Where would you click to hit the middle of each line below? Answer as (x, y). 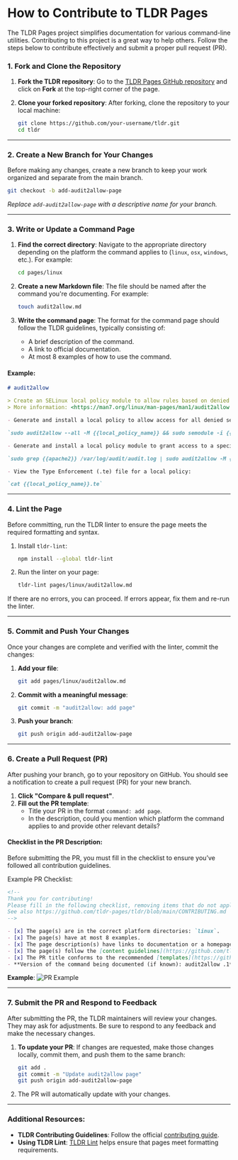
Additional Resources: (46, 1120)
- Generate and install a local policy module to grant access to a (110, 446)
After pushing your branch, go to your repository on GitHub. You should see (118, 774)
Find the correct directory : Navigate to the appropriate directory (112, 245)
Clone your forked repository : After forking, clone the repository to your (124, 103)
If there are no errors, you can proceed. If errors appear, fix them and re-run (119, 599)
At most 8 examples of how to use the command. (100, 357)
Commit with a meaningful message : (73, 695)
